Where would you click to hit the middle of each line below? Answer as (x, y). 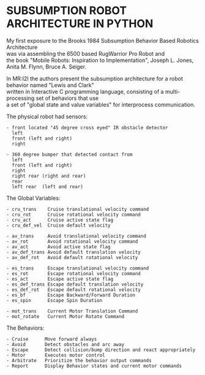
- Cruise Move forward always (52, 339)
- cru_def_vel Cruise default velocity (59, 225)
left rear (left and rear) (48, 187)
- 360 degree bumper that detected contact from (69, 154)
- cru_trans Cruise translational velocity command (78, 209)
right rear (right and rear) (49, 176)
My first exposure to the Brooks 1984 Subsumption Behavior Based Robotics (102, 40)
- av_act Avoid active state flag (59, 247)
